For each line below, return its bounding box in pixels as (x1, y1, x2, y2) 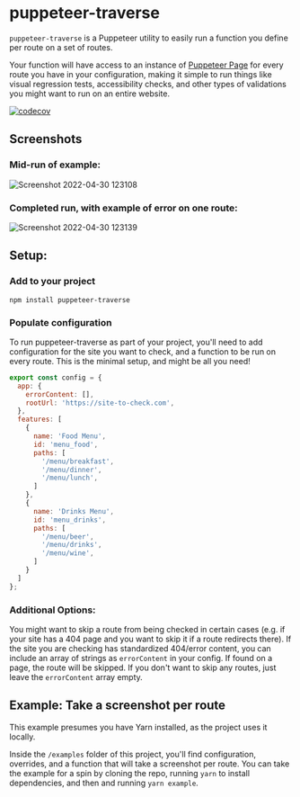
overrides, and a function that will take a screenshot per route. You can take (9, 758, 290, 769)
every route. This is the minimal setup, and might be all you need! (9, 355, 251, 366)
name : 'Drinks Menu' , (32, 506, 115, 515)
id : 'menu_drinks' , (32, 515, 106, 524)
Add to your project (9, 275, 96, 288)
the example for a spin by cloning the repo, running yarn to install (9, 767, 250, 778)
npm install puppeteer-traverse (9, 295, 130, 304)
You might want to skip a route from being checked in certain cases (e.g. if (9, 623, 286, 634)
